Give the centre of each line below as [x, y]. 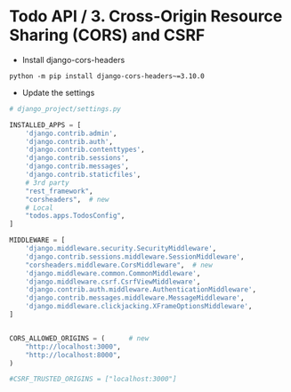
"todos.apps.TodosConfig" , [75, 216]
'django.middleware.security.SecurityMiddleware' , [121, 249]
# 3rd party [47, 183]
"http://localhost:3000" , [73, 347]
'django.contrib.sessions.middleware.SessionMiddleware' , [135, 256]
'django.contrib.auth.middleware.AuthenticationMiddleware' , [141, 290]
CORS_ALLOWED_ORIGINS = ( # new [79, 338]
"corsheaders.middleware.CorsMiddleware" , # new [119, 265]
